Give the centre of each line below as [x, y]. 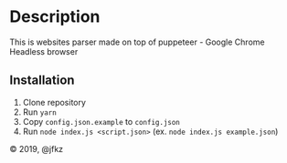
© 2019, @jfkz [37, 148]
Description [55, 17]
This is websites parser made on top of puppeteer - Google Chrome [137, 42]
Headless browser [44, 51]
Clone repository [54, 102]
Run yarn [39, 112]
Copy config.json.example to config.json [101, 121]
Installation [42, 81]
